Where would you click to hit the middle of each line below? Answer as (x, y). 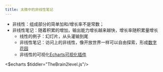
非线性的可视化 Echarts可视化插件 (53, 54)
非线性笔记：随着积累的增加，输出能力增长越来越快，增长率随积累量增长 (85, 30)
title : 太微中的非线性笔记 (29, 9)
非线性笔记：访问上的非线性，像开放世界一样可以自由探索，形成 (84, 42)
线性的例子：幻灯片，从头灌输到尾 (54, 36)
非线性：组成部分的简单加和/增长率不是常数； (58, 24)
